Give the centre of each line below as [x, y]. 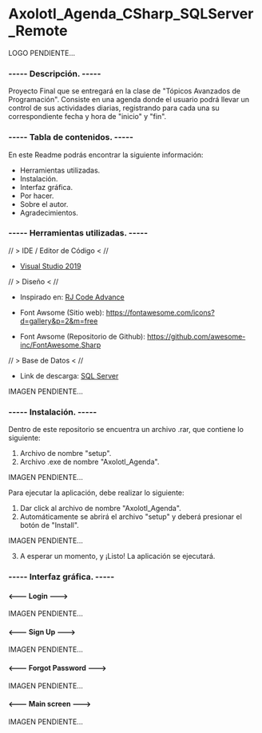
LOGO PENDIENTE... [42, 53]
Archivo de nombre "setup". [65, 454]
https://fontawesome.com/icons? [161, 312]
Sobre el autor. [44, 204]
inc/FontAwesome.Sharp [60, 345]
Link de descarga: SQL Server [69, 375]
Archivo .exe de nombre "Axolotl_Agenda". [89, 462]
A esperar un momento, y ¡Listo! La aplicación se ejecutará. [117, 557]
